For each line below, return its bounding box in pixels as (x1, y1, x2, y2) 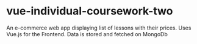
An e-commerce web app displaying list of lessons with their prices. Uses (6, 24, 192, 31)
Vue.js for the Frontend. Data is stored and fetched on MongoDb (6, 30, 168, 37)
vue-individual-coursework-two (6, 4, 173, 18)
